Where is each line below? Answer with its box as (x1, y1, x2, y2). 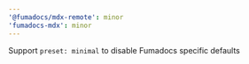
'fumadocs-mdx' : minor (8, 21, 92, 30)
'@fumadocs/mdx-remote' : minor (8, 12, 124, 22)
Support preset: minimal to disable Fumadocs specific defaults (8, 45, 240, 55)
